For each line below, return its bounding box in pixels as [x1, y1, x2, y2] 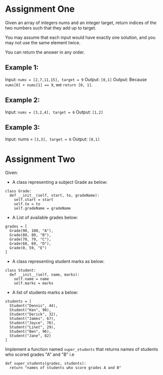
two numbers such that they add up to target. [5, 25, 96, 30]
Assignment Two [5, 153, 75, 165]
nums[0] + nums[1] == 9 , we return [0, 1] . [5, 82, 93, 87]
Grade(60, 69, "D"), [9, 241, 51, 246]
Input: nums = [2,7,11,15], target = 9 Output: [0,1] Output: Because [5, 76, 147, 82]
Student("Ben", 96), [9, 329, 51, 334]
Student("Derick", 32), [9, 312, 58, 317]
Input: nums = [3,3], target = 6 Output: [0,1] [5, 136, 100, 142]
